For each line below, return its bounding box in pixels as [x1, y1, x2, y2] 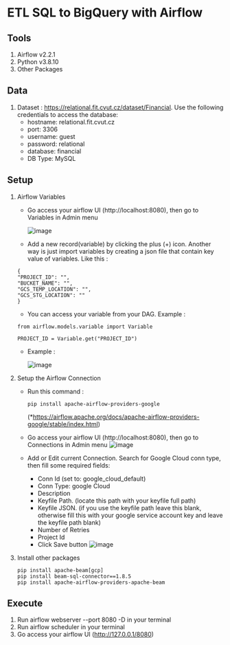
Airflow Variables [16, 193, 66, 201]
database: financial [27, 146, 82, 155]
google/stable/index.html [27, 419, 98, 428]
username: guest [27, 132, 76, 140]
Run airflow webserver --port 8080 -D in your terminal [16, 615, 172, 624]
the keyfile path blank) [37, 518, 101, 527]
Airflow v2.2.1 [16, 50, 56, 58]
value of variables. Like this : [27, 254, 108, 263]
